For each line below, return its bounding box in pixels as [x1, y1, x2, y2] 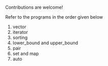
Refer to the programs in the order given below [5, 14, 103, 20]
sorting [12, 35, 28, 40]
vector [12, 24, 26, 30]
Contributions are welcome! [5, 5, 63, 10]
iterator [12, 29, 28, 35]
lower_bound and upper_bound [12, 40, 79, 46]
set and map [12, 50, 39, 56]
